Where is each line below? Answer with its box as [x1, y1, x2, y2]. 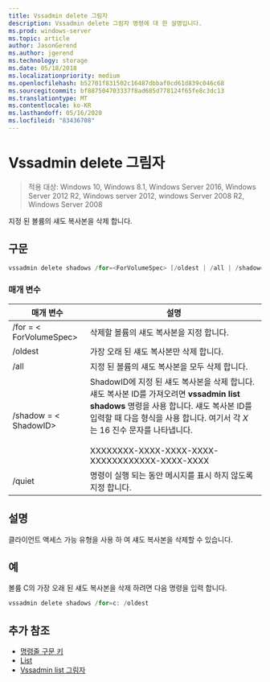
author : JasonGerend [8, 42, 78, 50]
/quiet [12, 475, 35, 486]
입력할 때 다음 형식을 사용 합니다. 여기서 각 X [89, 412, 249, 424]
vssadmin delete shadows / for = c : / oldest [8, 599, 149, 608]
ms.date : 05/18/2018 [8, 64, 78, 72]
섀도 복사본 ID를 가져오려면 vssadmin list [89, 388, 241, 399]
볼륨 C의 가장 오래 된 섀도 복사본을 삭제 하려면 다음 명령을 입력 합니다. [8, 583, 227, 593]
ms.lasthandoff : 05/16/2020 [8, 110, 103, 118]
